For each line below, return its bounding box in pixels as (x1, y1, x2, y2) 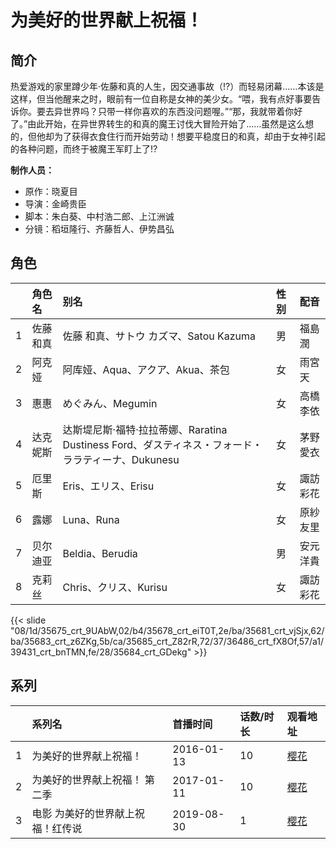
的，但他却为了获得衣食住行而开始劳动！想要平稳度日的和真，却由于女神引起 (10, 131, 326, 142)
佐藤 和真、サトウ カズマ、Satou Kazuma (62, 329, 257, 343)
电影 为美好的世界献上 (31, 806, 135, 820)
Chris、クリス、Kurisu (62, 580, 168, 594)
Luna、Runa (62, 512, 120, 526)
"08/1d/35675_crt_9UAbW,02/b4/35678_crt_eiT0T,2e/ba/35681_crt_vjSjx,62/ (10, 624, 325, 636)
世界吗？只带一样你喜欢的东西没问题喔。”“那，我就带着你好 (62, 106, 303, 117)
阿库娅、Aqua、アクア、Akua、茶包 (62, 362, 230, 376)
